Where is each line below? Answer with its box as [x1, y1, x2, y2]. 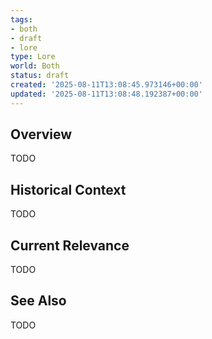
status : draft [10, 71, 70, 81]
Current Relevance [10, 237, 130, 254]
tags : [10, 14, 33, 25]
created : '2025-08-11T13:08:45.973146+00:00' [10, 80, 203, 90]
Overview [10, 126, 73, 143]
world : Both [10, 61, 60, 71]
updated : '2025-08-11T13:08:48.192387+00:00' [10, 89, 203, 99]
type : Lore [10, 52, 56, 62]
